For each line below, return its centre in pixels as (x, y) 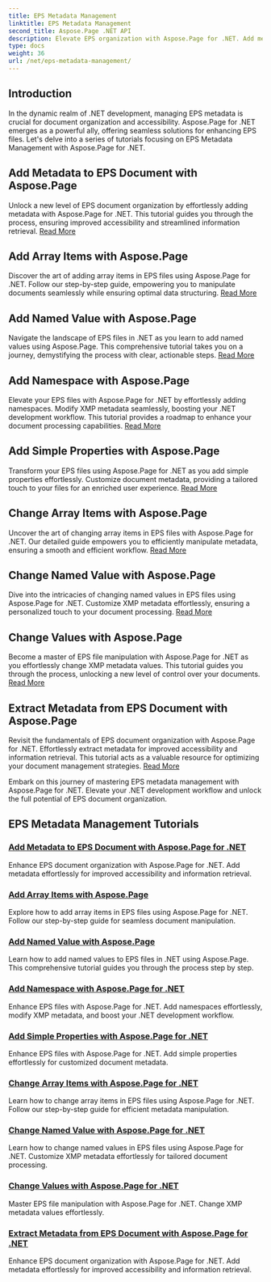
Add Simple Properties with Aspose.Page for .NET (108, 1036)
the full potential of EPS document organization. (88, 799)
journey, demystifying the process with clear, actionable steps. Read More (131, 355)
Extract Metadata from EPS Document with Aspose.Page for (128, 1233)
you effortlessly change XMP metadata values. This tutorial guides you (126, 666)
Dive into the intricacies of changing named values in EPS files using (122, 594)
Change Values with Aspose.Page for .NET (94, 1186)
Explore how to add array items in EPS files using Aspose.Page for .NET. (128, 912)
